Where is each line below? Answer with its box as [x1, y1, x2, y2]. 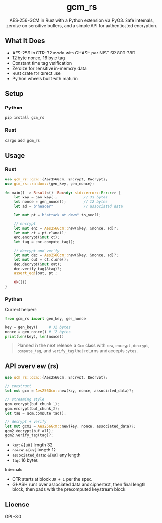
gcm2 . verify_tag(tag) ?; [5, 433, 54, 438]
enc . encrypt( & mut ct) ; [14, 235, 60, 240]
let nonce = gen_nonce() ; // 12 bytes [14, 199, 108, 204]
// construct [5, 384, 32, 389]
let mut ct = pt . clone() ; [14, 231, 67, 235]
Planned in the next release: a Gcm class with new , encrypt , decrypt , [17, 343, 150, 349]
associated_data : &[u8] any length [12, 452, 81, 458]
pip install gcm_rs [5, 115, 45, 120]
